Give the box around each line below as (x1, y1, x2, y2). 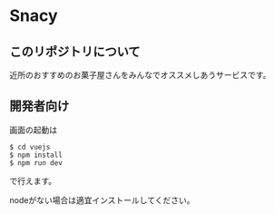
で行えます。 (9, 175, 57, 186)
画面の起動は (9, 124, 57, 135)
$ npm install (9, 151, 64, 160)
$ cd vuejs (9, 142, 51, 151)
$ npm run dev (9, 158, 64, 168)
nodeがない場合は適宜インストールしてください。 (9, 194, 195, 205)
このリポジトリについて (9, 44, 141, 59)
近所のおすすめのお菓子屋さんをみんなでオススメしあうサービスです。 (9, 70, 271, 80)
